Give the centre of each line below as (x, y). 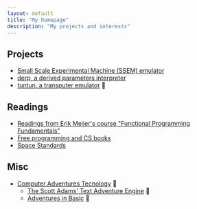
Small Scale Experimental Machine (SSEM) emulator (91, 71)
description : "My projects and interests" (69, 26)
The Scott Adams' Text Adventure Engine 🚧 (89, 190)
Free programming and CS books (64, 138)
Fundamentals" (38, 131)
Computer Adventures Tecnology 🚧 (67, 184)
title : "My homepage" (38, 20)
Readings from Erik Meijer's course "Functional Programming (104, 123)
